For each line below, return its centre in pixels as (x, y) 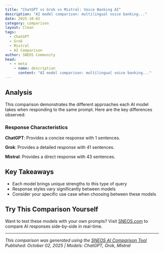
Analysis (19, 93)
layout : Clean (20, 28)
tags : (10, 32)
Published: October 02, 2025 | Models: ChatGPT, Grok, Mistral (68, 245)
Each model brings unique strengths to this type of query (70, 183)
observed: (15, 114)
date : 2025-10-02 (23, 18)
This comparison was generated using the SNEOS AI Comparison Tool (76, 240)
